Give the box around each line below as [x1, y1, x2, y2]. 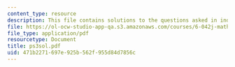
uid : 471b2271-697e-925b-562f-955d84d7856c [7, 50, 136, 57]
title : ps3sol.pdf [7, 43, 61, 50]
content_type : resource [7, 10, 77, 17]
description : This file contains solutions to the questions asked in [7, 17, 218, 24]
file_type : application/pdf [7, 29, 90, 37]
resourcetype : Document [7, 36, 77, 43]
